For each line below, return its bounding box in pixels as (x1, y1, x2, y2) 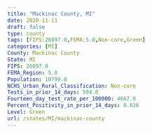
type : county (7, 30, 46, 37)
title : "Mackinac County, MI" (7, 10, 96, 18)
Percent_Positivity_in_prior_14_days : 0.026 (7, 102, 139, 109)
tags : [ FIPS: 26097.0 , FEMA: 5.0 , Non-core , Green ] (7, 37, 146, 44)
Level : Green (7, 108, 46, 115)
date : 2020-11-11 (7, 17, 58, 24)
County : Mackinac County (7, 50, 80, 57)
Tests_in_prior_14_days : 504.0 (7, 89, 99, 96)
